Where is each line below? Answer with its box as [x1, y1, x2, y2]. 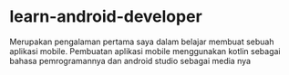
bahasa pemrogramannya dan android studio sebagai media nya [9, 55, 252, 66]
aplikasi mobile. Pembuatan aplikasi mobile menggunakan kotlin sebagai [9, 45, 281, 56]
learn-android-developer [9, 6, 202, 27]
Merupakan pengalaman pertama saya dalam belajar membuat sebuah [9, 36, 274, 47]
